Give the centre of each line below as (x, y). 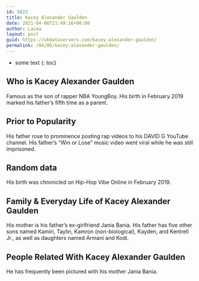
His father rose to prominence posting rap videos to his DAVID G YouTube (97, 136)
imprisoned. (21, 149)
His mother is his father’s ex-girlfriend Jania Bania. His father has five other (99, 225)
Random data (32, 167)
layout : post (23, 34)
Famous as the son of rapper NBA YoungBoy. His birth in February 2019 (95, 96)
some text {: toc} (36, 62)
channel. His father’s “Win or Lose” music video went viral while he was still (100, 142)
